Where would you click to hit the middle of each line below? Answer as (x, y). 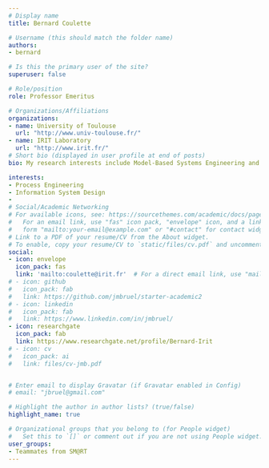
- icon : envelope (37, 260)
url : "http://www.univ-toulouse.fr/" (78, 133)
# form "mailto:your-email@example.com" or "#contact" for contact (127, 229)
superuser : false (37, 75)
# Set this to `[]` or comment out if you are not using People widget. (136, 436)
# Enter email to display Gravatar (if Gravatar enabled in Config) (125, 385)
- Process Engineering (46, 185)
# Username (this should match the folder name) (91, 38)
